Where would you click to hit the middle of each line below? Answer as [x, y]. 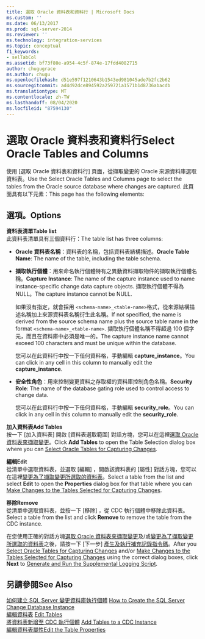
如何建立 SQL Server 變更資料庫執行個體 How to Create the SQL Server [95, 601]
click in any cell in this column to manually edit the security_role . [97, 415]
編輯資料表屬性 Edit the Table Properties [56, 630]
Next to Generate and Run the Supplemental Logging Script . [82, 564]
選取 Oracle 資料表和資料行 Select [91, 140]
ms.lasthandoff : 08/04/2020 [42, 102]
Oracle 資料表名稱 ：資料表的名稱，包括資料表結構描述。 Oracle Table [102, 252]
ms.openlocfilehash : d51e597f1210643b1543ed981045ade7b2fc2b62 [88, 80]
